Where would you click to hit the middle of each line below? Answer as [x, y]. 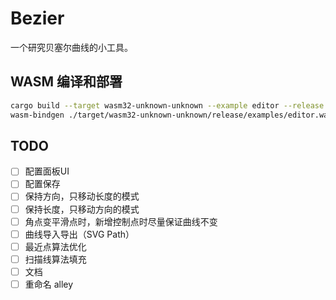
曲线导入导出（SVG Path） [79, 234]
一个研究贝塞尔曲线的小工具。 [71, 47]
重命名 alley [49, 284]
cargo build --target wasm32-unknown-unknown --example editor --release [167, 105]
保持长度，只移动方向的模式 [82, 209]
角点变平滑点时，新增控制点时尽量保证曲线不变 [121, 221]
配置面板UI [47, 171]
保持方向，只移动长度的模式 [82, 196]
